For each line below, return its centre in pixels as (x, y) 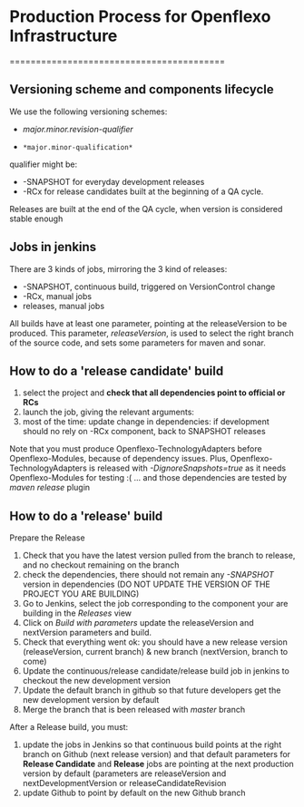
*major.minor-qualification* (78, 147)
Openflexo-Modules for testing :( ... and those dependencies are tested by (148, 478)
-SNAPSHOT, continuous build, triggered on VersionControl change (149, 287)
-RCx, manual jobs (57, 296)
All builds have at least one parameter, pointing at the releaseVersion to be (148, 323)
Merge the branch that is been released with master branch (134, 710)
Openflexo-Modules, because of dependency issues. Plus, (119, 459)
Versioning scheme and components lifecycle (142, 89)
